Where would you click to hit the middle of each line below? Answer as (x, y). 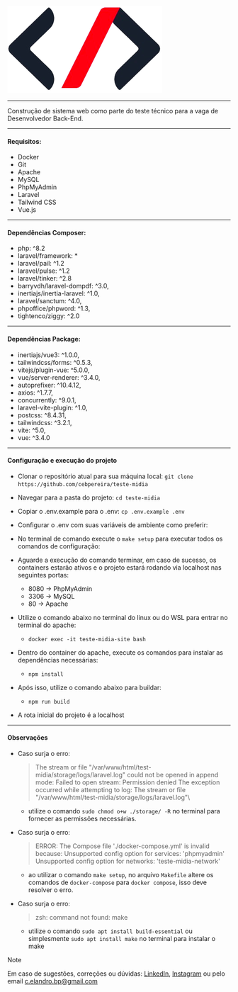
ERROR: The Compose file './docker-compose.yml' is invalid (123, 846)
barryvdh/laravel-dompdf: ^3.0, (63, 286)
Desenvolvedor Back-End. (45, 118)
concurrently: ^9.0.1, (47, 400)
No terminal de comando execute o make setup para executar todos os (120, 539)
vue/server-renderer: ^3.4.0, (59, 377)
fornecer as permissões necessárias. (82, 819)
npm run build (49, 701)
